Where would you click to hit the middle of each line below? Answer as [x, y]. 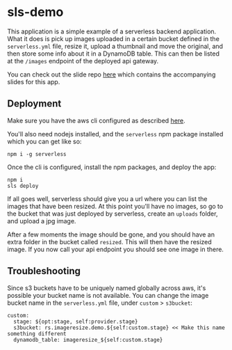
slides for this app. [34, 81]
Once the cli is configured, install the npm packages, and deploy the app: [112, 167]
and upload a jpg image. [42, 221]
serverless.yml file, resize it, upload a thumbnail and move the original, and [115, 46]
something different [37, 334]
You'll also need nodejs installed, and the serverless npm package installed [115, 134]
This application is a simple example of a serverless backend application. [112, 31]
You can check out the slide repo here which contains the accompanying [111, 74]
